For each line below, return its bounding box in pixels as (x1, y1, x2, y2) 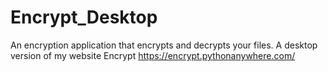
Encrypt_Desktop (10, 6, 158, 29)
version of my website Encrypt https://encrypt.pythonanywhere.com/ (10, 49, 296, 61)
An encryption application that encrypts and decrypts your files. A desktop (10, 39, 318, 51)
